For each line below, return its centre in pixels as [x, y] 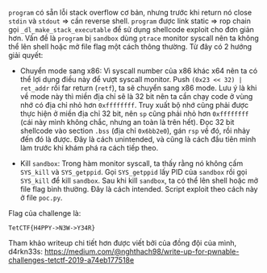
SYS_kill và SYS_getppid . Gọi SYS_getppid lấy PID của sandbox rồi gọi [133, 172]
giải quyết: [26, 55]
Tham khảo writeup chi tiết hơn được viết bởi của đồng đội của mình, [122, 243]
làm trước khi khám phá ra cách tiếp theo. [89, 148]
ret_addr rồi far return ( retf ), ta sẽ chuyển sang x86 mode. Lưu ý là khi [138, 88]
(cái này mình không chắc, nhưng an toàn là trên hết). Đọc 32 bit [127, 122]
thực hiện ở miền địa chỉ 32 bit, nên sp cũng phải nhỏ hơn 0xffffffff [134, 114]
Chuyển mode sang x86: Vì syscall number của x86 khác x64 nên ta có [139, 71]
